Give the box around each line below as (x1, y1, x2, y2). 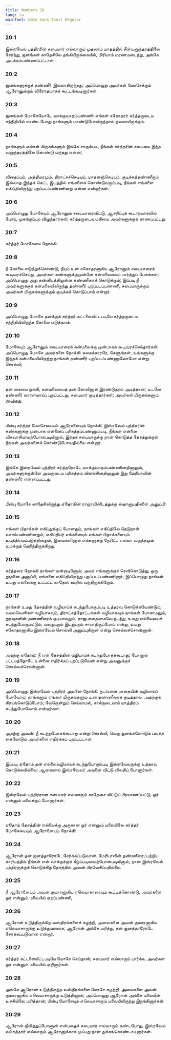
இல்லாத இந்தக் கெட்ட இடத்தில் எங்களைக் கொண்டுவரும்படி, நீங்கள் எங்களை (5, 179, 154, 185)
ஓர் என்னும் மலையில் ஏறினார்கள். (5, 961, 70, 968)
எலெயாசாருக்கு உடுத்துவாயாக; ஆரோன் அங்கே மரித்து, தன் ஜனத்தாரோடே (5, 925, 154, 931)
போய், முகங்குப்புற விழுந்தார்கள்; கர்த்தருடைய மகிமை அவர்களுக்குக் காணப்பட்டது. (5, 216, 166, 222)
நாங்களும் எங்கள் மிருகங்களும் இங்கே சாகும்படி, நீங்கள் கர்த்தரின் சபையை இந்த (5, 143, 161, 149)
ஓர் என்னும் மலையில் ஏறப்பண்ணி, (5, 894, 73, 900)
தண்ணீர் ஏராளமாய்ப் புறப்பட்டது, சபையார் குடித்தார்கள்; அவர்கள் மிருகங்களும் (5, 391, 159, 398)
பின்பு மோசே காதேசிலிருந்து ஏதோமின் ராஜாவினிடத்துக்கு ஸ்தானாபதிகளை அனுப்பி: (5, 501, 166, 507)
